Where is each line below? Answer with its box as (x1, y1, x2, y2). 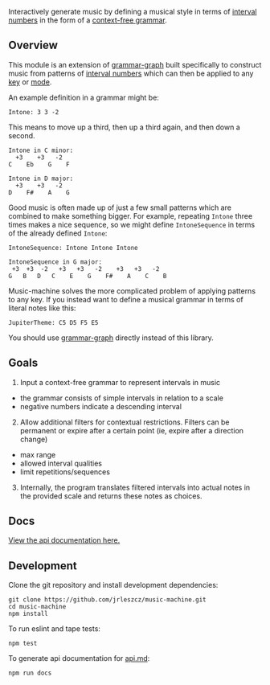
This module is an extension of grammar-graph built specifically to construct (8, 59, 262, 69)
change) (19, 434, 48, 444)
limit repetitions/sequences (19, 466, 111, 477)
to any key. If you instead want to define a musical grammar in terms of (8, 294, 243, 304)
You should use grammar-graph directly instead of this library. (8, 333, 215, 342)
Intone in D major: (8, 174, 74, 183)
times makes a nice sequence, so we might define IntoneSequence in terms (8, 219, 256, 229)
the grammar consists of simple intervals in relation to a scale (19, 393, 223, 403)
